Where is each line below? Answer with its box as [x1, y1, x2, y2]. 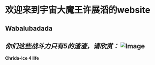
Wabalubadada [5, 24, 53, 32]
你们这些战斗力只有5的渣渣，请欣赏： [5, 42, 120, 50]
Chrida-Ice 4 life [5, 55, 39, 61]
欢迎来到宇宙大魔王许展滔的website [5, 4, 151, 16]
